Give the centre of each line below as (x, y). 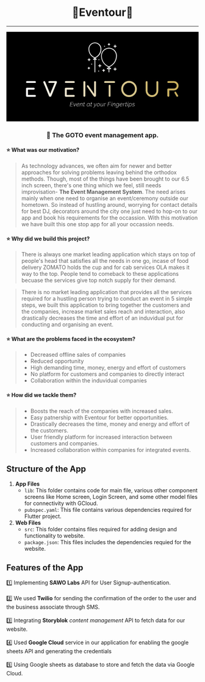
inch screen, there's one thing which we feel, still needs (91, 185)
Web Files (28, 522)
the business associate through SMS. (53, 607)
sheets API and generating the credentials (59, 651)
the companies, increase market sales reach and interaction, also (103, 312)
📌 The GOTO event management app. (103, 135)
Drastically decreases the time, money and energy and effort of (110, 424)
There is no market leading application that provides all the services (106, 292)
